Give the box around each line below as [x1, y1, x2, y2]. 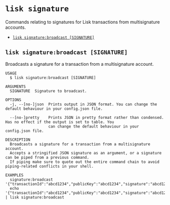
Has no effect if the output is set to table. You [5, 119, 114, 125]
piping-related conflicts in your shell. [5, 163, 94, 169]
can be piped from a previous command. [5, 155, 90, 160]
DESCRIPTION [5, 137, 30, 142]
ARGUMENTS [5, 84, 26, 89]
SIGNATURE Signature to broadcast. [10, 88, 87, 94]
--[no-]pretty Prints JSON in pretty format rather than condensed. [10, 115, 164, 120]
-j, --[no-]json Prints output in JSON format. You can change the [10, 102, 157, 107]
